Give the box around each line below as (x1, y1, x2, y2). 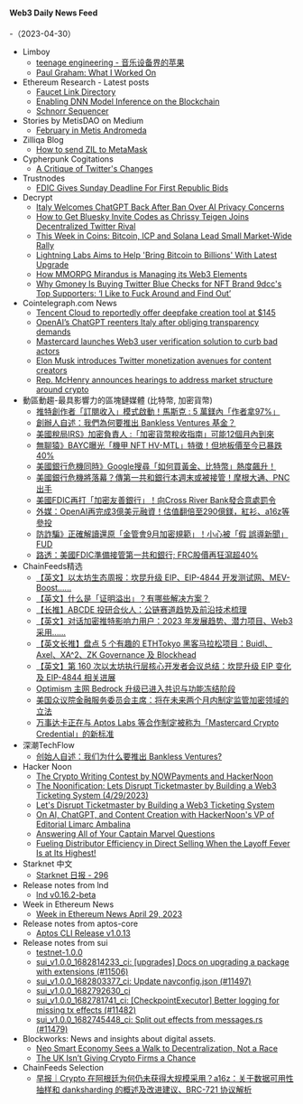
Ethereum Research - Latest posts (22, 77, 150, 88)
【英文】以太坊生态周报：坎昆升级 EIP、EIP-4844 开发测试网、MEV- (35, 572, 290, 583)
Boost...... (35, 583, 72, 594)
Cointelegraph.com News (22, 298, 117, 309)
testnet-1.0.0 (35, 947, 83, 958)
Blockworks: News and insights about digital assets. (22, 1034, 216, 1044)
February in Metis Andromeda (35, 125, 147, 136)
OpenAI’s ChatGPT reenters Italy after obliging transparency (35, 317, 260, 328)
